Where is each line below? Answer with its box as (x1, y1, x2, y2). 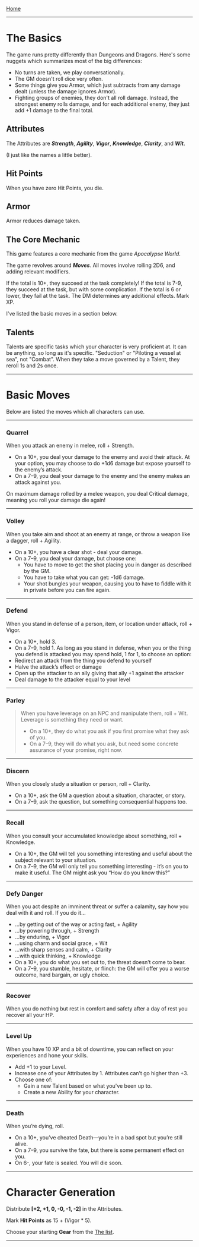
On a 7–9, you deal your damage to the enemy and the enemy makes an (14, 473, 191, 480)
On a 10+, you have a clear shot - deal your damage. (14, 548, 143, 555)
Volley (6, 517, 25, 525)
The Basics (6, 32, 62, 45)
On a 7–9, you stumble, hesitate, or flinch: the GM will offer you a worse (14, 965, 190, 972)
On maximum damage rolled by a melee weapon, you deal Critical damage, (6, 490, 190, 497)
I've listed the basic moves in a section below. (6, 310, 118, 317)
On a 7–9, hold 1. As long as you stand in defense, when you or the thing (14, 644, 191, 651)
